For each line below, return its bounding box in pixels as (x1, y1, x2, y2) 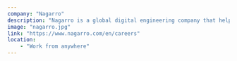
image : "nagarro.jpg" (7, 23, 71, 30)
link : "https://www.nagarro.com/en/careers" (7, 29, 140, 37)
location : (7, 36, 37, 43)
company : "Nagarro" (7, 10, 65, 18)
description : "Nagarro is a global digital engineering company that (7, 17, 217, 24)
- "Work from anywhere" (20, 43, 90, 50)
